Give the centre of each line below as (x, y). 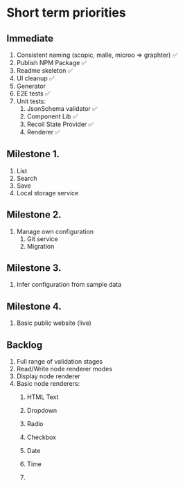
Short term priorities (66, 13)
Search (27, 178)
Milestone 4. (34, 306)
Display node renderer (49, 376)
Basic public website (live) (54, 323)
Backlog (25, 345)
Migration (41, 246)
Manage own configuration (55, 231)
